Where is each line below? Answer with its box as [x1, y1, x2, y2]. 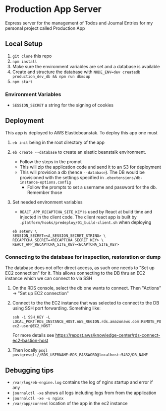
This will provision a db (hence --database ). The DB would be [19, 169, 145, 175]
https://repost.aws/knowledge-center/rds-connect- [55, 332, 161, 338]
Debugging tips [5, 366, 54, 374]
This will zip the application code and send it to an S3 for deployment [19, 164, 161, 170]
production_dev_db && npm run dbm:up [12, 74, 91, 79]
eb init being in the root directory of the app [12, 139, 105, 145]
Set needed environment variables [12, 199, 83, 205]
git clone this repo [12, 53, 52, 59]
